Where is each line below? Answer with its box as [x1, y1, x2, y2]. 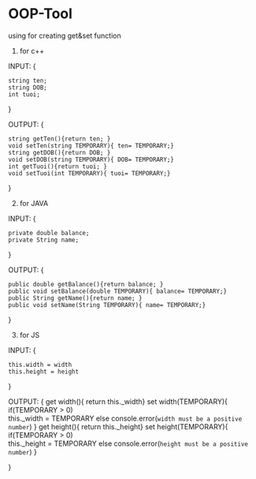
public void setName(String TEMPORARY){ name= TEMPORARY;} [8, 301, 206, 309]
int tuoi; [8, 90, 41, 99]
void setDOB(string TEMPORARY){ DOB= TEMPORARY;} [8, 155, 175, 163]
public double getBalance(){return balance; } [8, 280, 164, 288]
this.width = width [8, 361, 72, 369]
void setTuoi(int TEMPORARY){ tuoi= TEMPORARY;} [8, 169, 171, 178]
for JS [19, 330, 40, 339]
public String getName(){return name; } [8, 294, 143, 302]
